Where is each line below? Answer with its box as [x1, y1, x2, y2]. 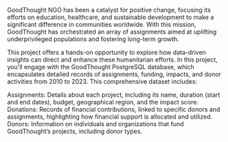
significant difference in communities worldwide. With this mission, [7, 21, 197, 28]
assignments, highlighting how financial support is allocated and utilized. [7, 113, 213, 121]
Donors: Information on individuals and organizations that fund [7, 120, 184, 128]
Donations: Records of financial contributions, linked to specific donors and [7, 106, 220, 113]
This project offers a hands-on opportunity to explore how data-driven [7, 48, 206, 56]
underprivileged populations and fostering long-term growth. [7, 35, 180, 43]
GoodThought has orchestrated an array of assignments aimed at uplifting [7, 27, 217, 36]
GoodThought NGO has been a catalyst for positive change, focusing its [7, 6, 212, 14]
